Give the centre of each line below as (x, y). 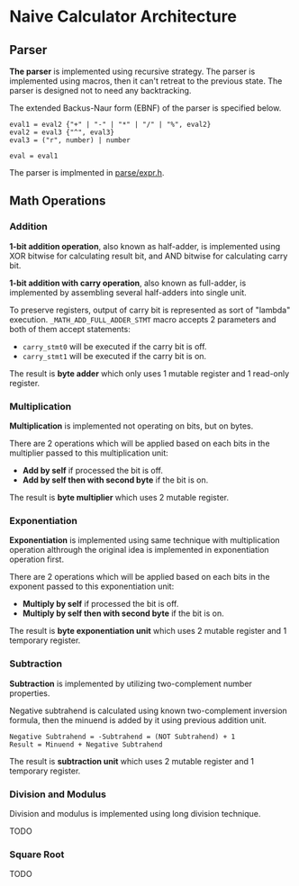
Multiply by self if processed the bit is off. (100, 604)
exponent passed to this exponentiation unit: (92, 586)
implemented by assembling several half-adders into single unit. (128, 292)
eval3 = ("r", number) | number (70, 140)
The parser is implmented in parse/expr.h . (87, 172)
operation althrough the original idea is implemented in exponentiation (139, 550)
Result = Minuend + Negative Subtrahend (86, 745)
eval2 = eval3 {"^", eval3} (62, 132)
